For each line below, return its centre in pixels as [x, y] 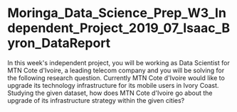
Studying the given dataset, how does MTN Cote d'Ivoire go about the [110, 93]
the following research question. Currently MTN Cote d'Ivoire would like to [116, 78]
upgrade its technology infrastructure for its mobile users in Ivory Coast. [113, 85]
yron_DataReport [59, 43]
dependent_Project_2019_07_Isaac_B [119, 28]
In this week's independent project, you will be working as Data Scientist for [118, 62]
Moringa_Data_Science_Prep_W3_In [117, 13]
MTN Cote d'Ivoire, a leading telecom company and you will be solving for [116, 70]
